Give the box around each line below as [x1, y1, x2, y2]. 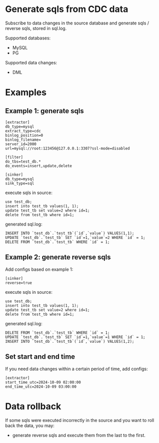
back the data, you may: [5, 423, 55, 429]
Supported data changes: [5, 59, 57, 65]
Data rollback [5, 401, 61, 412]
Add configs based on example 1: [5, 266, 74, 272]
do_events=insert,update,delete [5, 163, 72, 168]
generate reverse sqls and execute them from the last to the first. [12, 432, 146, 438]
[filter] [5, 155, 23, 160]
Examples [5, 87, 47, 98]
